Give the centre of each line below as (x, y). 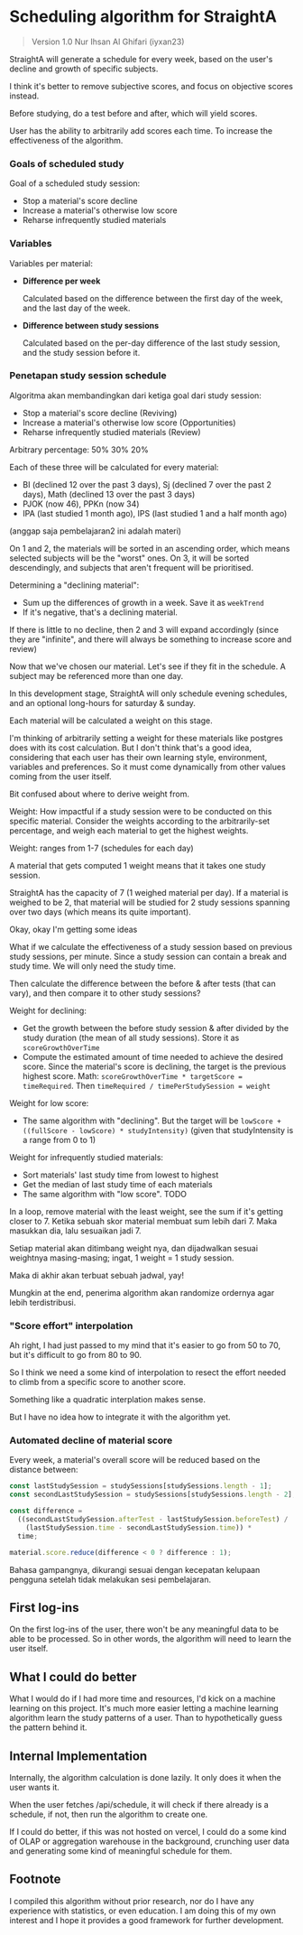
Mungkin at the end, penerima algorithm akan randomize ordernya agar (142, 1292)
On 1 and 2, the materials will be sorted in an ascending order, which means (150, 548)
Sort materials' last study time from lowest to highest (120, 1175)
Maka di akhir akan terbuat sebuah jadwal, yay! (97, 1275)
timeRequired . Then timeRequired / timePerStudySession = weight (147, 1085)
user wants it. (35, 1787)
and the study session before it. (81, 352)
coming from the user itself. (60, 776)
